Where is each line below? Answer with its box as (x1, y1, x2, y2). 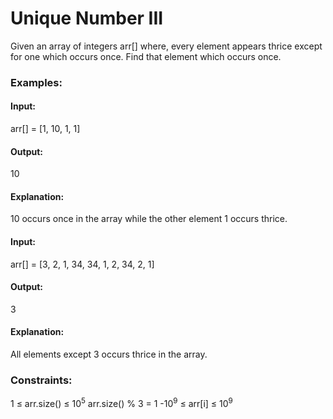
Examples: (10, 75, 63, 89)
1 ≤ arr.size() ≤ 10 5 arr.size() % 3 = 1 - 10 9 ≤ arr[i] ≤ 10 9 (10, 396, 233, 410)
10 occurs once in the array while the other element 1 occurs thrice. (10, 213, 288, 225)
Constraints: (10, 373, 73, 387)
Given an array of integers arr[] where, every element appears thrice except (10, 40, 323, 52)
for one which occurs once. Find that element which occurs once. (10, 50, 282, 62)
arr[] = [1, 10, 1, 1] (10, 123, 81, 135)
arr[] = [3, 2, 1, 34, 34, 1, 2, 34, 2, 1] (10, 258, 155, 270)
